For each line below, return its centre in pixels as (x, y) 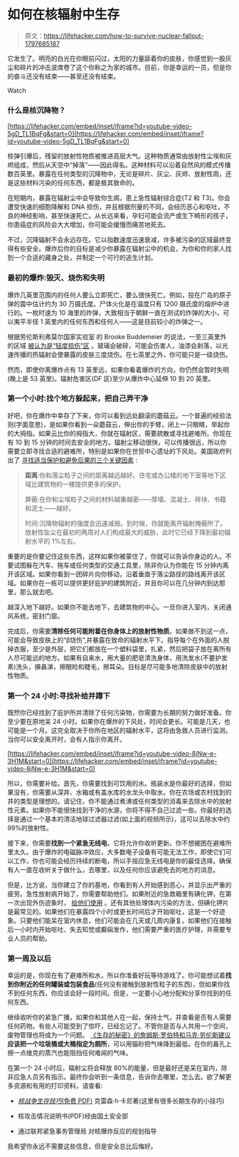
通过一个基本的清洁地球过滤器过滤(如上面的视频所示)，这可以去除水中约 (125, 819)
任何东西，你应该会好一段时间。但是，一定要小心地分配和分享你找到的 (122, 993)
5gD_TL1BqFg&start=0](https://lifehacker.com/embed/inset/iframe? (106, 134)
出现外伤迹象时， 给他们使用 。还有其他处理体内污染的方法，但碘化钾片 (124, 903)
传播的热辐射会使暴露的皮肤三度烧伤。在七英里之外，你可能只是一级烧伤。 (122, 354)
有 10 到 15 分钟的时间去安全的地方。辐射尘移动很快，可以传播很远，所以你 (117, 442)
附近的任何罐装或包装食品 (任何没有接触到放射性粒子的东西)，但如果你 (122, 985)
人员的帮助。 (32, 938)
